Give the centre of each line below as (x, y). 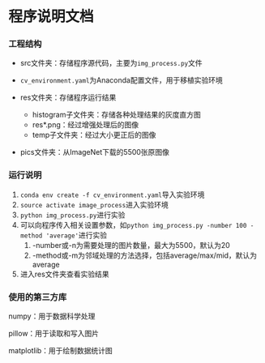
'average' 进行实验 (77, 235)
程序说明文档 (51, 17)
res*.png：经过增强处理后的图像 (85, 125)
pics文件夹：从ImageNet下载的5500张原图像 (95, 152)
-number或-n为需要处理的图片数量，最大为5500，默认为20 (131, 245)
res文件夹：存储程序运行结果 (68, 97)
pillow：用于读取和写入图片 (54, 334)
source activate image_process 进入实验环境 (94, 204)
